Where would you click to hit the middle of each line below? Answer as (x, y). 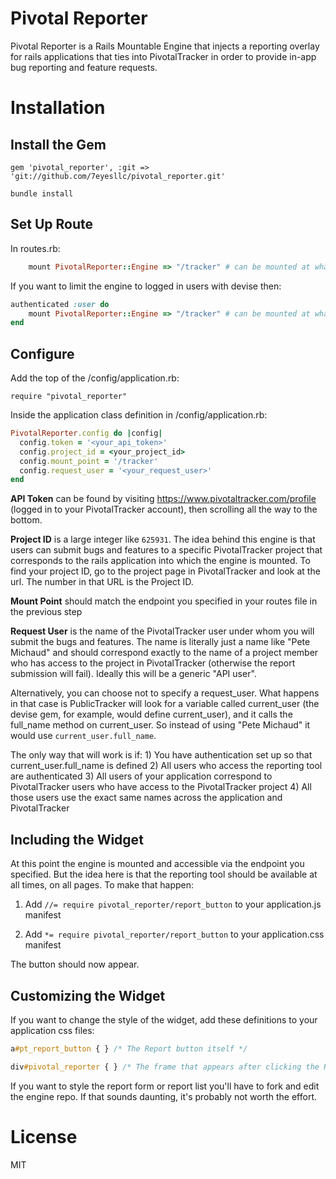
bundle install (42, 193)
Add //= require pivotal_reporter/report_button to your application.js (173, 904)
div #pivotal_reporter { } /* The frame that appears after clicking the (165, 1067)
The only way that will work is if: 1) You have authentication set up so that (161, 755)
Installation (58, 108)
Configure (42, 353)
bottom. (26, 520)
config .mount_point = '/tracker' (89, 461)
